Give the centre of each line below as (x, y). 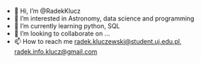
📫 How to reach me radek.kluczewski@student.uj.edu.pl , (98, 41)
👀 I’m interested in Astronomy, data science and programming (104, 18)
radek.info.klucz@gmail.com (56, 52)
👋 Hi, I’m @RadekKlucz (47, 11)
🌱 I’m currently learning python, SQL (67, 26)
